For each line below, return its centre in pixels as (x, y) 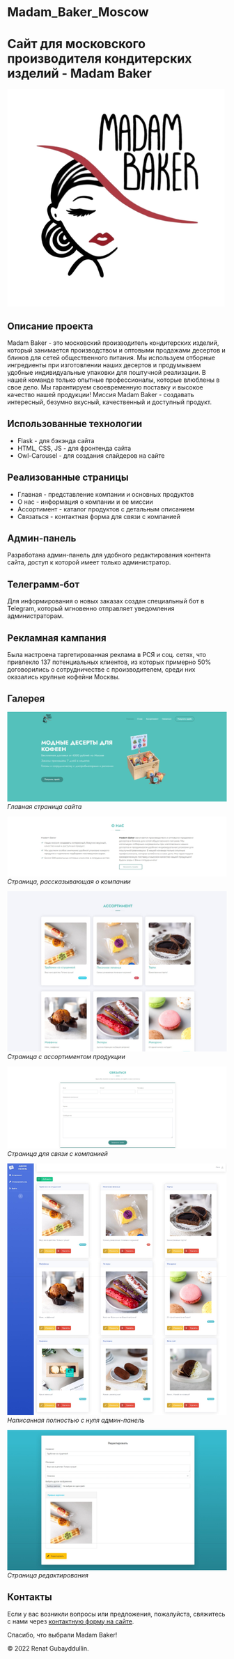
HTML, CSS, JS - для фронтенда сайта (74, 448)
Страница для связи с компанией (57, 1154)
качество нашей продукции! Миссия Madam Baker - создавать (101, 394)
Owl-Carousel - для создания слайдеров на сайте (91, 455)
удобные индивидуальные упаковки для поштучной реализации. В (107, 372)
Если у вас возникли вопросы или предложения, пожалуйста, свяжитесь (116, 1614)
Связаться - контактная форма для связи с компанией (99, 516)
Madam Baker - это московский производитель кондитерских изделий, (113, 343)
